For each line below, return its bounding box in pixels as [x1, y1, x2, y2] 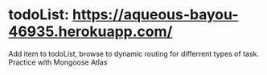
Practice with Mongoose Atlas [8, 57, 108, 67]
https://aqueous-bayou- [72, 6, 239, 24]
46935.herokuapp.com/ [8, 22, 173, 41]
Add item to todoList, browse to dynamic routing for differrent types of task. [8, 49, 260, 58]
